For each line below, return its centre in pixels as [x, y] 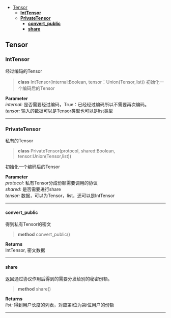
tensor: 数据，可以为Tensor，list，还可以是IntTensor [60, 196]
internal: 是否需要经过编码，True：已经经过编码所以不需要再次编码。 [77, 104]
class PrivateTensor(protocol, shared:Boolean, [66, 151]
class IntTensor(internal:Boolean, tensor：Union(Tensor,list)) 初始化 [89, 82]
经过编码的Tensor [24, 71]
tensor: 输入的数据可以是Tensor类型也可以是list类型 [59, 111]
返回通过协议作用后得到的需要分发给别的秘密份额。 [59, 279]
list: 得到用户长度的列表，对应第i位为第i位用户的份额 [60, 305]
